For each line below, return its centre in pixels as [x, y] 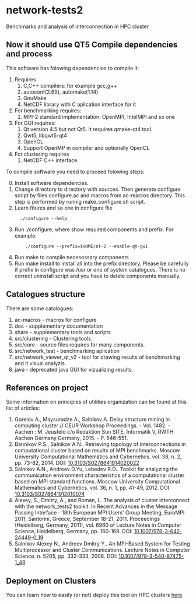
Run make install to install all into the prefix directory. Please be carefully [101, 263]
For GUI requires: [35, 123]
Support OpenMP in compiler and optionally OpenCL [86, 147]
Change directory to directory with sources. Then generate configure [97, 189]
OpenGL [33, 142]
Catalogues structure [46, 294]
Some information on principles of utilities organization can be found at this [96, 402]
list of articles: [23, 408]
